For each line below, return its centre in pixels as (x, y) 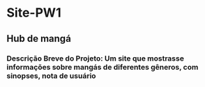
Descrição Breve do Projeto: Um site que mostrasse (95, 58)
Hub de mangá (39, 39)
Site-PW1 (34, 13)
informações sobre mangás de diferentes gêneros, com (102, 67)
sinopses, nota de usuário (51, 76)
